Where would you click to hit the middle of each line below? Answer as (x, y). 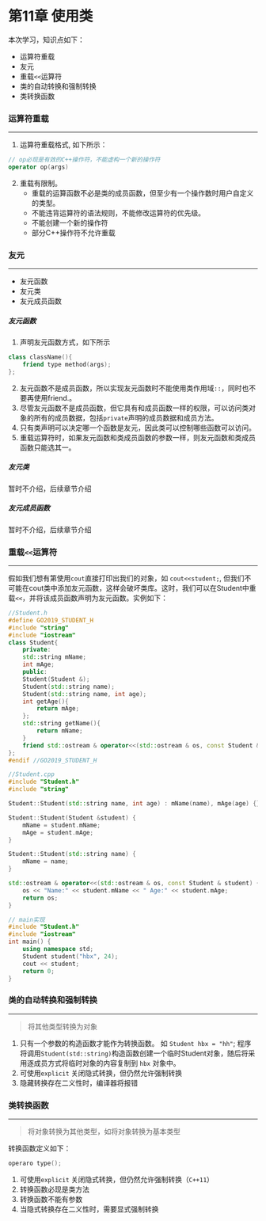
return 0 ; (39, 971)
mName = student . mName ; (62, 825)
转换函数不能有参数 (51, 1199)
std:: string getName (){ (62, 724)
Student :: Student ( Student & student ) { (72, 818)
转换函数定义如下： (40, 1148)
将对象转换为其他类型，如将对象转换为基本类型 (104, 1132)
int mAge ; (39, 665)
